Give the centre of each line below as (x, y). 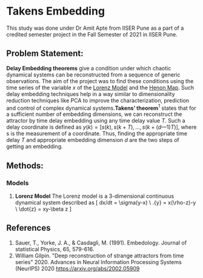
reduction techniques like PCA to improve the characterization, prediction (98, 100)
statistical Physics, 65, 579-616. (55, 249)
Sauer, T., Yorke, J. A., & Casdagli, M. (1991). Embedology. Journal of (101, 242)
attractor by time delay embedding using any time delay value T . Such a (96, 121)
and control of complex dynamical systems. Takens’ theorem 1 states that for (101, 107)
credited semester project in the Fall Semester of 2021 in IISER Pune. (92, 34)
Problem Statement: (45, 54)
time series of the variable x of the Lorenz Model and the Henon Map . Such (100, 87)
